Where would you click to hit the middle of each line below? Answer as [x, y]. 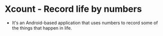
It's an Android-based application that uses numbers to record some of [85, 23]
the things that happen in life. [42, 28]
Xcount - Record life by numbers [73, 9]
